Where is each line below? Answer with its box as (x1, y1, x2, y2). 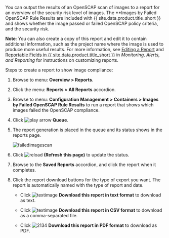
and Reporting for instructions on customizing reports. (5, 57, 119, 63)
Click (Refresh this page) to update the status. (12, 152, 130, 157)
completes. (12, 167, 36, 173)
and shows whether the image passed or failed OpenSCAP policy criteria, (5, 20, 158, 26)
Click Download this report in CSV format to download (20, 207, 162, 213)
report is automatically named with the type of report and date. (12, 182, 144, 188)
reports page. (12, 132, 41, 138)
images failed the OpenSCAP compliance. (12, 107, 100, 113)
